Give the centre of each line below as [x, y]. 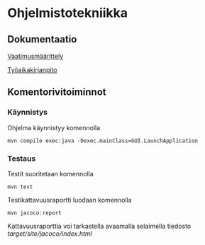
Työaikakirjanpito [32, 70]
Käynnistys [28, 113]
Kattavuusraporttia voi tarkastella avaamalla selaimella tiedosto [99, 226]
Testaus [22, 159]
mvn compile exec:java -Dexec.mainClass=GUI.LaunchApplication [103, 141]
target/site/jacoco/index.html [50, 233]
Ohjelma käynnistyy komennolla [54, 127]
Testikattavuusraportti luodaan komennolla [70, 200]
